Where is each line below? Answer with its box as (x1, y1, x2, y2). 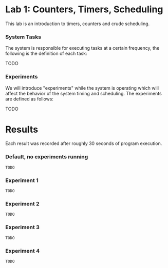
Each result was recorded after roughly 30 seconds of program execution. (5, 140, 162, 147)
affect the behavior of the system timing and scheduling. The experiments (5, 90, 162, 96)
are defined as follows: (5, 96, 54, 102)
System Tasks (5, 33, 42, 40)
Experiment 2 (5, 200, 40, 207)
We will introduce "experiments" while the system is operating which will (5, 85, 159, 91)
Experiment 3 (5, 224, 40, 231)
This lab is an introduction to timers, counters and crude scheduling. (5, 20, 150, 27)
